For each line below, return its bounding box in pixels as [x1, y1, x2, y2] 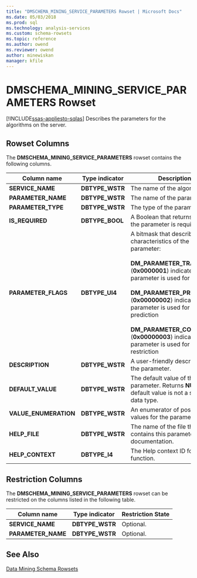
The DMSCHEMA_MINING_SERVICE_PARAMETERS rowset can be [6, 490, 168, 497]
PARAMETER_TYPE [9, 204, 64, 212]
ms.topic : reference [6, 36, 57, 42]
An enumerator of [130, 406, 179, 414]
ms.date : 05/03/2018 [6, 14, 57, 20]
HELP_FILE [9, 430, 39, 439]
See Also [6, 550, 39, 560]
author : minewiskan [6, 52, 54, 58]
